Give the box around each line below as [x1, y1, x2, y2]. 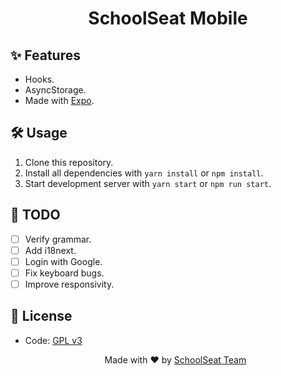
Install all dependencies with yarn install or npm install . [24, 167, 264, 179]
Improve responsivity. [24, 278, 115, 290]
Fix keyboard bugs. [24, 267, 105, 279]
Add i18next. [24, 244, 77, 256]
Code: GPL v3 [24, 334, 83, 346]
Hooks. [24, 73, 55, 85]
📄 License [10, 308, 73, 325]
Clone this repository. [24, 156, 114, 168]
